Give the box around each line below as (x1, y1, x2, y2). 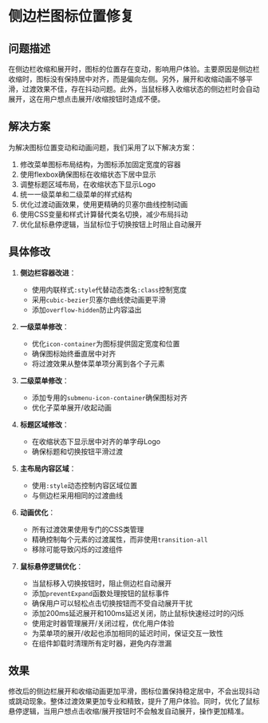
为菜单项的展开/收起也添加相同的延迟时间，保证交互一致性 (31, 628, 223, 638)
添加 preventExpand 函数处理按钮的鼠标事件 (31, 588, 170, 598)
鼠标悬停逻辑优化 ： (19, 561, 84, 571)
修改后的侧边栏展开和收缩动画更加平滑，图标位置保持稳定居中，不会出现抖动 (8, 686, 260, 696)
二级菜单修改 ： (19, 375, 69, 385)
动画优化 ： (19, 507, 56, 517)
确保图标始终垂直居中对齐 (31, 348, 116, 358)
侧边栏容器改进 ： (19, 268, 77, 277)
